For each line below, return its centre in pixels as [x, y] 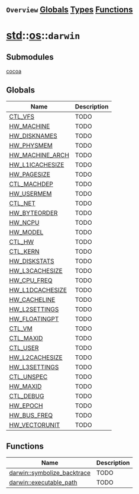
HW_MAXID [25, 387]
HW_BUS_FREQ [31, 416]
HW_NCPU [24, 223]
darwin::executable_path [43, 483]
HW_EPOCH [26, 406]
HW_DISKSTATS [32, 262]
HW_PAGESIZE [30, 174]
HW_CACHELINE [32, 300]
